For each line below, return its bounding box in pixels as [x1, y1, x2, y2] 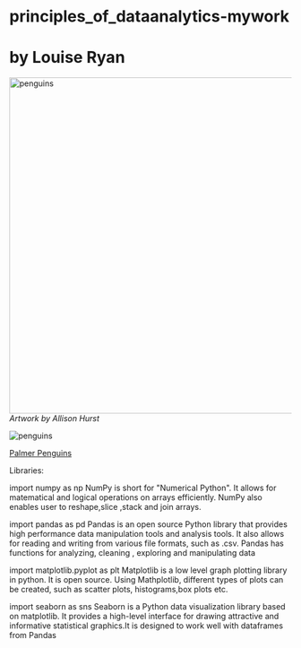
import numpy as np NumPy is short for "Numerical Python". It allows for [9, 482, 277, 494]
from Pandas [9, 630, 56, 641]
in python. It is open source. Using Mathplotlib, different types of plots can [9, 575, 284, 585]
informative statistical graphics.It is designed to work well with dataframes [9, 620, 284, 631]
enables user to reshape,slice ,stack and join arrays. [9, 502, 202, 513]
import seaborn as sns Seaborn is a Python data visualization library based [9, 601, 286, 612]
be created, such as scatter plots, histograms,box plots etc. [9, 584, 228, 595]
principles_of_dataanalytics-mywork [9, 6, 289, 27]
